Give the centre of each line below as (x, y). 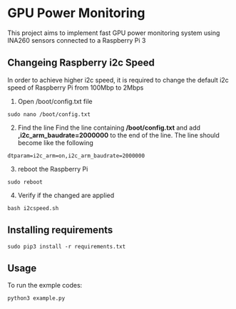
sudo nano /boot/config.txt (49, 114)
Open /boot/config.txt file (55, 101)
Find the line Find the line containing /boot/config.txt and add (109, 127)
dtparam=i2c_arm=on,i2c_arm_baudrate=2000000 (76, 156)
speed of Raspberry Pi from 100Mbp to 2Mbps (76, 88)
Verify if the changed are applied (66, 195)
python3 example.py (36, 298)
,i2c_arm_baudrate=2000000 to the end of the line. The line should (118, 135)
